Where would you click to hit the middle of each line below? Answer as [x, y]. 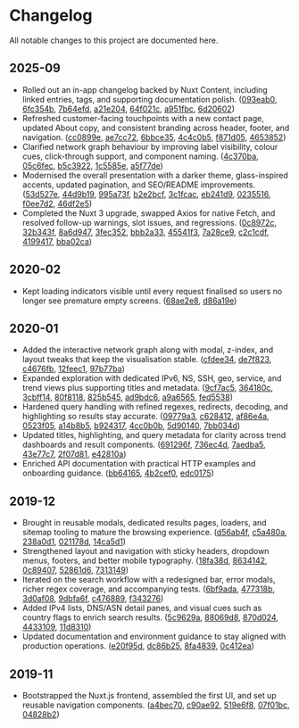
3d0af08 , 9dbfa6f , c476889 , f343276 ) [93, 599]
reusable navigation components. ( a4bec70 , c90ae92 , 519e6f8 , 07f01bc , [156, 705]
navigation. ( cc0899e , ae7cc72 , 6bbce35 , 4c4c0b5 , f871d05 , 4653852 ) [154, 137]
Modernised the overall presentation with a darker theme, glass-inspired [155, 175]
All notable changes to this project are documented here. [114, 40]
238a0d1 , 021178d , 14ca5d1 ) [74, 542]
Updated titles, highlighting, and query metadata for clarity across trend [154, 435]
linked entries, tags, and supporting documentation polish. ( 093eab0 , [149, 99]
